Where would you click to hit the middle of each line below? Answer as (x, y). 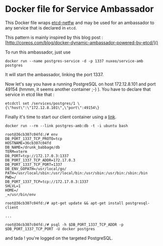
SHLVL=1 (13, 186)
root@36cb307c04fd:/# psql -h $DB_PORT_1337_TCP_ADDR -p (64, 224)
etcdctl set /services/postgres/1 (40, 103)
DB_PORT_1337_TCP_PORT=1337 (34, 164)
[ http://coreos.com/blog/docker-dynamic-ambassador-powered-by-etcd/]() (82, 42)
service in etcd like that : (30, 94)
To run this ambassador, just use (38, 52)
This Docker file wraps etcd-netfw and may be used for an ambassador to (80, 23)
